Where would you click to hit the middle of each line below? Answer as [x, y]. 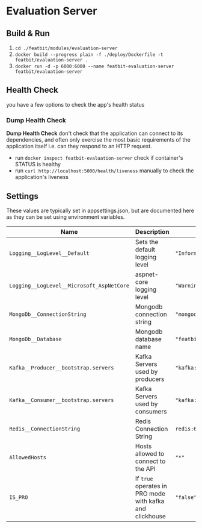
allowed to [150, 453]
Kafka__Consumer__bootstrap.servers [62, 400]
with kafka [150, 501]
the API [145, 468]
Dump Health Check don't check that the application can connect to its [95, 133]
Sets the [147, 242]
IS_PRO [19, 497]
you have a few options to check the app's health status [75, 104]
